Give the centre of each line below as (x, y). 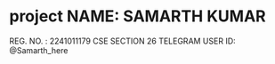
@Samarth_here (39, 50)
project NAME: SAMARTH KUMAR (137, 16)
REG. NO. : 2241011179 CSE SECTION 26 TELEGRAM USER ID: (122, 41)
